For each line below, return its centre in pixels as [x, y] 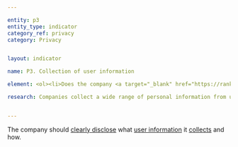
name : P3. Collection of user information [71, 71]
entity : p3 [23, 20]
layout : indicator [34, 59]
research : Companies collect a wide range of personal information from [117, 97]
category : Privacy [34, 40]
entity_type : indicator [42, 27]
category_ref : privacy [41, 33]
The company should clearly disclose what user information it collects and [116, 129]
